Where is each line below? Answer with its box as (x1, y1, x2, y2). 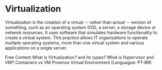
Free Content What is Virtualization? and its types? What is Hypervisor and (5, 54, 154, 60)
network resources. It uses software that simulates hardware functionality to (5, 29, 158, 35)
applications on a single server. (5, 45, 67, 51)
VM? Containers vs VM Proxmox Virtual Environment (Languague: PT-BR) (5, 59, 152, 65)
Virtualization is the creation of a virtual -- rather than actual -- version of (5, 19, 151, 25)
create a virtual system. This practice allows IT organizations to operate (5, 35, 148, 41)
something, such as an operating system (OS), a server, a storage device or (5, 24, 156, 30)
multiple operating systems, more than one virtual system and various (5, 40, 145, 45)
